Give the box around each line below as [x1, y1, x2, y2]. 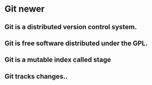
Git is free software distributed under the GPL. [4, 39, 148, 47]
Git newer [4, 3, 45, 15]
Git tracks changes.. [4, 72, 68, 81]
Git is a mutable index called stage [4, 56, 111, 64]
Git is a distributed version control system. [4, 23, 137, 31]
